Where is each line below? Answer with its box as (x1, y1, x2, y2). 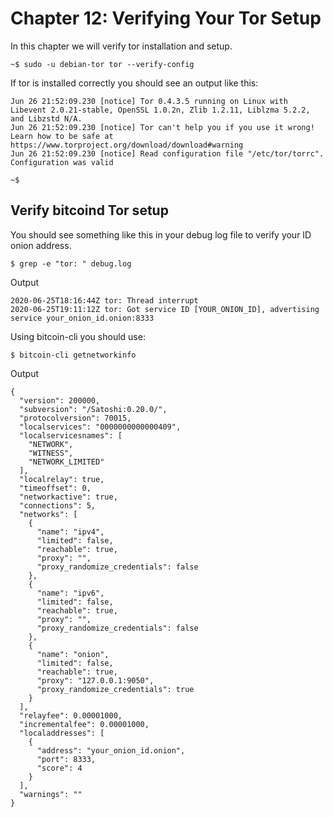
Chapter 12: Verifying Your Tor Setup (10, 7, 322, 30)
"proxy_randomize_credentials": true (36, 684, 195, 694)
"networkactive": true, (19, 492, 118, 502)
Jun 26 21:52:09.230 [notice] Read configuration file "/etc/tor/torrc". (10, 148, 325, 159)
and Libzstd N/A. (10, 113, 83, 124)
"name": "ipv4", (36, 527, 105, 537)
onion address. (10, 239, 72, 251)
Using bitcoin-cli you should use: (10, 330, 146, 342)
